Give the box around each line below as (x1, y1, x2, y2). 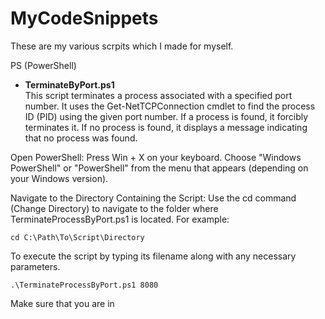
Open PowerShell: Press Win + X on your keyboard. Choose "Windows (10, 151, 302, 163)
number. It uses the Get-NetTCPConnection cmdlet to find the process (24, 100, 316, 112)
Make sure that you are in (10, 297, 115, 309)
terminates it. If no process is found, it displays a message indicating (24, 121, 308, 133)
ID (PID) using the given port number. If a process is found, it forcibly (24, 110, 309, 122)
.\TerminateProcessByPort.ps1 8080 (10, 280, 159, 290)
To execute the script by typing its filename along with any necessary (10, 250, 297, 262)
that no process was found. (24, 132, 138, 144)
